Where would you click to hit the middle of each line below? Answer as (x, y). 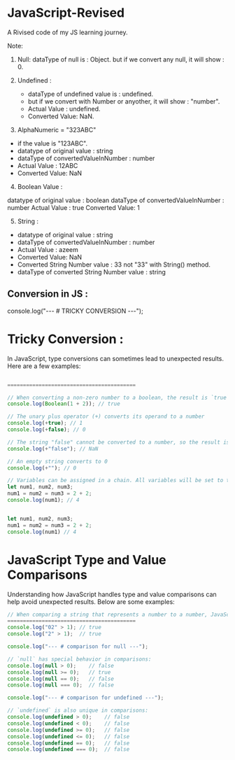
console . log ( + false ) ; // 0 (47, 430)
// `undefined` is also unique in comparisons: (78, 711)
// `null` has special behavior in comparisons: (79, 659)
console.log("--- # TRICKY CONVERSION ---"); (75, 311)
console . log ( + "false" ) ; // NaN (53, 449)
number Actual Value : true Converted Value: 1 (73, 207)
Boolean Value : (40, 186)
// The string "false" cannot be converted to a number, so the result (114, 442)
